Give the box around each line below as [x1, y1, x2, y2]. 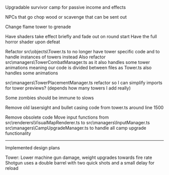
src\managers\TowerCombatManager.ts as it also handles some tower [5, 59, 150, 65]
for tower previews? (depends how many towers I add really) [5, 85, 131, 91]
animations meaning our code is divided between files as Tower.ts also [5, 65, 152, 70]
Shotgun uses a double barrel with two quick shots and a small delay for [5, 160, 155, 165]
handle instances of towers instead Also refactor [5, 54, 106, 60]
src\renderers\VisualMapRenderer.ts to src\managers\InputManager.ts [5, 120, 150, 125]
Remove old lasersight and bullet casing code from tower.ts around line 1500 [5, 105, 164, 110]
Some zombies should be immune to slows [5, 95, 94, 101]
